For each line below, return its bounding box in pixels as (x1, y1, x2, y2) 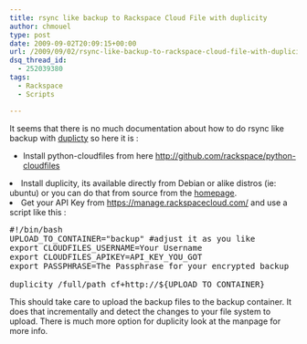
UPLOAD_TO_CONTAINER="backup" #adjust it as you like (9, 234, 256, 244)
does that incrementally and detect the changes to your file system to (9, 306, 271, 317)
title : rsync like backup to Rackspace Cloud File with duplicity (9, 13, 268, 23)
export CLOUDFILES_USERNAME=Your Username (9, 243, 203, 253)
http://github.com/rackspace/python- (154, 150, 297, 161)
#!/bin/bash (9, 224, 63, 235)
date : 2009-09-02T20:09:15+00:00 (9, 38, 137, 48)
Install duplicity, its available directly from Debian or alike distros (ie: (21, 177, 277, 188)
